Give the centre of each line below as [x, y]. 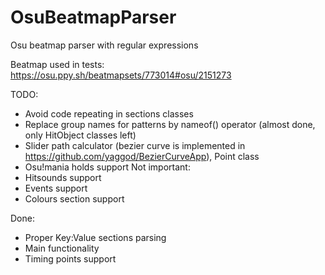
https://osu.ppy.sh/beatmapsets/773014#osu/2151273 [121, 75]
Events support [56, 188]
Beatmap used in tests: [57, 64]
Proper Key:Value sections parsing [95, 237]
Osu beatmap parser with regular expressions [104, 45]
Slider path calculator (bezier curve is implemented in [135, 145]
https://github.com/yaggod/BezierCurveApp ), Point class [142, 156]
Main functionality [62, 248]
